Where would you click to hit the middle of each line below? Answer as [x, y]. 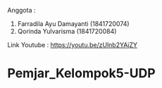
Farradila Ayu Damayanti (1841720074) [73, 24]
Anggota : [21, 10]
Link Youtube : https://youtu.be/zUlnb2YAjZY [73, 45]
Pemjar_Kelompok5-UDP [82, 74]
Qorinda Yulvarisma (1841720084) [67, 31]
